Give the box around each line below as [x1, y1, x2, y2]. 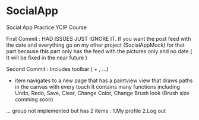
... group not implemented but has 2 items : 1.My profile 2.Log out [6, 107, 166, 114]
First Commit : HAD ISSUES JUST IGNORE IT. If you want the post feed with [6, 35, 191, 42]
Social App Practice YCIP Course [6, 24, 87, 31]
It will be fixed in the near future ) [6, 54, 88, 61]
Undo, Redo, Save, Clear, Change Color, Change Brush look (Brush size [14, 89, 190, 96]
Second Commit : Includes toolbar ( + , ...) [6, 65, 109, 72]
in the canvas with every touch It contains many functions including [14, 83, 180, 90]
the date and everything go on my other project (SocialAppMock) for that [6, 41, 185, 48]
